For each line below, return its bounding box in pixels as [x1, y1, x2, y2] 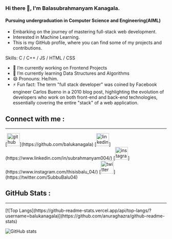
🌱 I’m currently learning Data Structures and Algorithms [12, 70, 130, 76]
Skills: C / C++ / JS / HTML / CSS [5, 55, 76, 61]
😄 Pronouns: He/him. [12, 76, 58, 82]
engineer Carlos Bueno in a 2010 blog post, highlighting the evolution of [12, 89, 164, 95]
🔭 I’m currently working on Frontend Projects [12, 65, 107, 71]
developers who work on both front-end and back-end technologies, [12, 94, 158, 100]
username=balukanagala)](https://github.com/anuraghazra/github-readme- [5, 212, 165, 219]
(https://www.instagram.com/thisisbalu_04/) [5, 168, 98, 175]
